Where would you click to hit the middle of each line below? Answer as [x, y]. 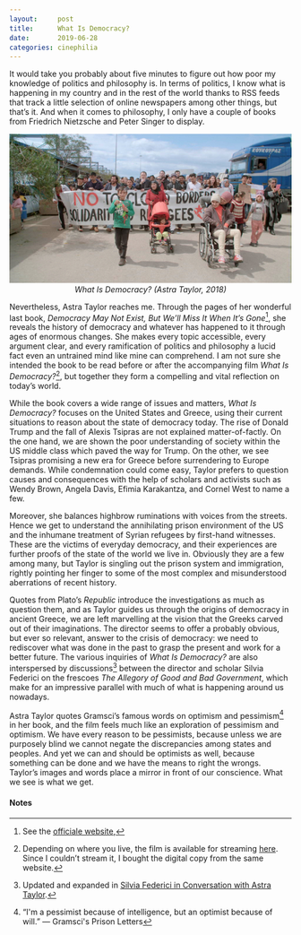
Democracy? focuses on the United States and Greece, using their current [146, 413]
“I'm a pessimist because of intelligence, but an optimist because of [147, 912]
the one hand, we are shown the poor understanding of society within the [145, 441]
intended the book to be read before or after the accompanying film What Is [149, 365]
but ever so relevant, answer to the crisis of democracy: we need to [134, 638]
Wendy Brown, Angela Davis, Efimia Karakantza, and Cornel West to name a [149, 489]
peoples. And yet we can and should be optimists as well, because [132, 754]
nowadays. [30, 697]
